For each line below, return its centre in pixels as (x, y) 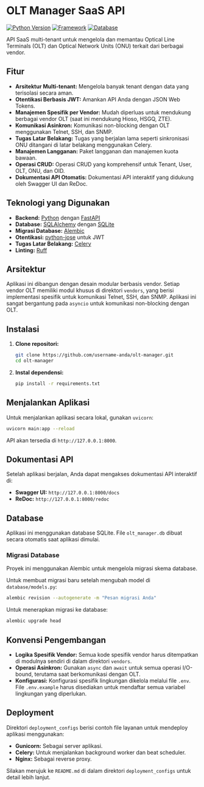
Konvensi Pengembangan (56, 640)
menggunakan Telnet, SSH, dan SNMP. (64, 131)
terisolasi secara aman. (44, 93)
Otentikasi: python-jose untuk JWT (60, 237)
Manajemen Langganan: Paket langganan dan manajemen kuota (97, 151)
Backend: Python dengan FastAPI (58, 218)
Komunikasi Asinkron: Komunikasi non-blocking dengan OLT (92, 125)
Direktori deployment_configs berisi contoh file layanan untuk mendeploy (97, 727)
